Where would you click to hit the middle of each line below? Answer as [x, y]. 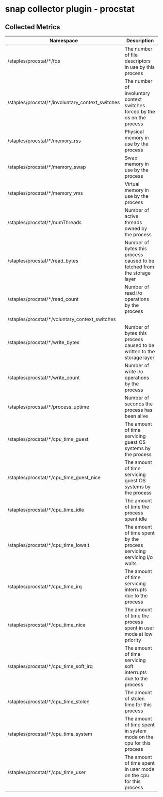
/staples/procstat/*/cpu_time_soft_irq [50, 666]
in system [136, 731]
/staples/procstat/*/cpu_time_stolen [49, 702]
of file [131, 55]
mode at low [139, 634]
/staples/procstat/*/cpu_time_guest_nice [54, 477]
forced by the [140, 112]
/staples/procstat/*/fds [34, 61]
